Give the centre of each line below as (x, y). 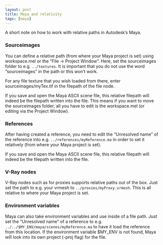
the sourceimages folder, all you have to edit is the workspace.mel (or (75, 106)
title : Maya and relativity (34, 14)
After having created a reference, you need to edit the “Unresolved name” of (82, 134)
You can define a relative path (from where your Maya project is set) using (80, 56)
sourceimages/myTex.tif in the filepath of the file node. (60, 86)
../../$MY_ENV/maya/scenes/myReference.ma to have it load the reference (77, 226)
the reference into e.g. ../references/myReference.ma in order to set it (75, 139)
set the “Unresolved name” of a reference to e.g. (54, 221)
